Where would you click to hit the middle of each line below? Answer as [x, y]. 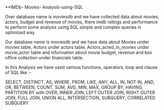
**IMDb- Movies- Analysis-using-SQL [44, 7]
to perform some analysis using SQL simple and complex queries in [73, 27]
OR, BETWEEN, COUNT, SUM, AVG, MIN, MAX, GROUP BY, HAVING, [74, 87]
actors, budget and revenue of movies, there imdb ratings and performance [82, 22]
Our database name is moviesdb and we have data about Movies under [77, 42]
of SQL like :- [18, 73]
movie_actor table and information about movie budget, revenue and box [79, 52]
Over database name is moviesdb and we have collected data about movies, [82, 17]
